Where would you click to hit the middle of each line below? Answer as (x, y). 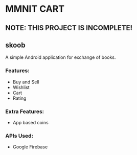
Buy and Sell (26, 82)
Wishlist (21, 87)
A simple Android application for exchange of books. (61, 57)
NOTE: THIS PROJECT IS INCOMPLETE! (69, 28)
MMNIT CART (35, 9)
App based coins (30, 122)
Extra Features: (25, 112)
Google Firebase (30, 147)
